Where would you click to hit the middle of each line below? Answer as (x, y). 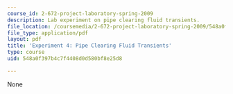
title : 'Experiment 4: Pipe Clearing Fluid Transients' (89, 46)
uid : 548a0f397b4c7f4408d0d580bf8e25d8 (65, 59)
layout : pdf (24, 39)
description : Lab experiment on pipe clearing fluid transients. (103, 20)
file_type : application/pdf (48, 33)
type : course (26, 53)
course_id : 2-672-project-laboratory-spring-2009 (80, 13)
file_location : (29, 26)
